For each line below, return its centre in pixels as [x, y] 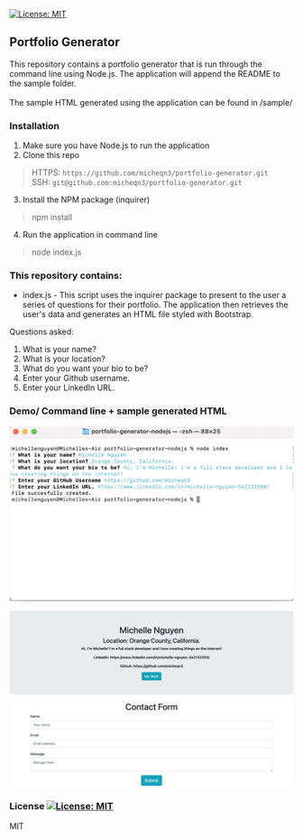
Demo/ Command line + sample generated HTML [118, 411]
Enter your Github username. [76, 378]
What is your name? [60, 350]
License [27, 806]
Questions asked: [41, 332]
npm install [52, 218]
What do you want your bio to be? [85, 368]
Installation [35, 126]
